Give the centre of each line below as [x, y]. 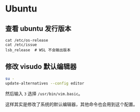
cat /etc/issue [21, 45]
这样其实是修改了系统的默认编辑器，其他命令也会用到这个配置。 [71, 104]
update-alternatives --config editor [45, 83]
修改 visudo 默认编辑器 [41, 67]
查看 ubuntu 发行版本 [38, 28]
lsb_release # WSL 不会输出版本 [38, 50]
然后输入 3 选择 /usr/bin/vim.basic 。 [44, 93]
